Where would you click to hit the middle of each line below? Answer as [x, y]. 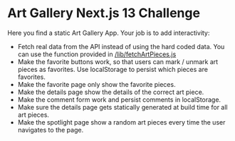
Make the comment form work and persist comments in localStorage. [119, 99]
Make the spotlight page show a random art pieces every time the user [121, 122]
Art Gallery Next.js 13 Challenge [104, 13]
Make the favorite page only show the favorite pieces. [96, 84]
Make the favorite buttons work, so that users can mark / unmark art [118, 61]
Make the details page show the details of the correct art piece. [111, 92]
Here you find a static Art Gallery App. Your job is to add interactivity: [109, 33]
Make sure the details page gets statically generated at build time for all [122, 107]
